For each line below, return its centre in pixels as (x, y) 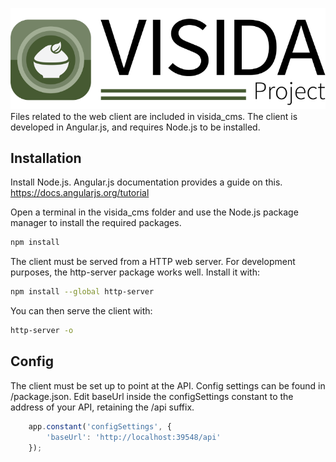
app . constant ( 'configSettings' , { (100, 426)
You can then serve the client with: (81, 311)
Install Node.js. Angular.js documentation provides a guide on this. (146, 182)
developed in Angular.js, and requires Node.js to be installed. (135, 127)
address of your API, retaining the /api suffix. (102, 407)
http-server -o (42, 331)
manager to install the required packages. (96, 223)
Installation (46, 158)
